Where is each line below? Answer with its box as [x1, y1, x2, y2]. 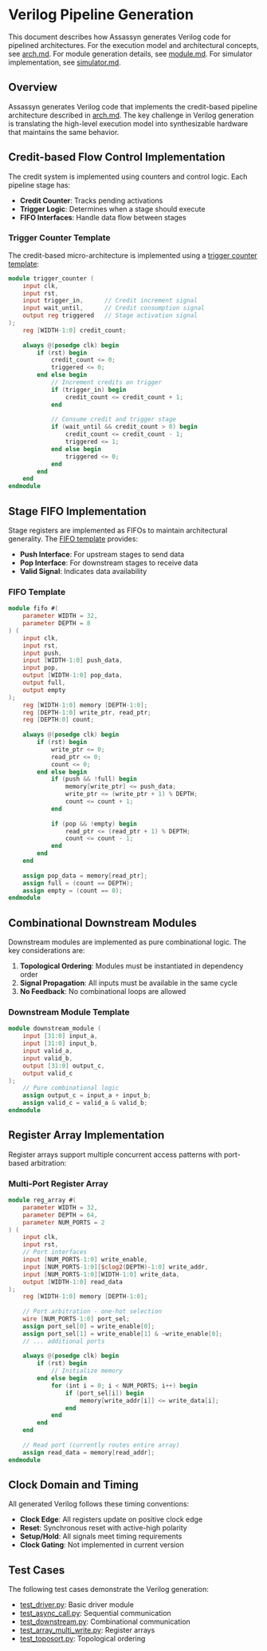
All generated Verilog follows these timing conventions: [8, 1499, 190, 1509]
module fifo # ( [8, 604, 59, 612]
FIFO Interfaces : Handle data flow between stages [19, 212, 187, 222]
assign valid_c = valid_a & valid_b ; [22, 1099, 148, 1107]
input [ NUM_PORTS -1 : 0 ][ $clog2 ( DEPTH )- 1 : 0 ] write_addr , [22, 1263, 209, 1271]
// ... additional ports [22, 1337, 105, 1345]
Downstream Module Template [8, 1007, 130, 1018]
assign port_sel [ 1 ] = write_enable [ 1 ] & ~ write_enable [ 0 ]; [22, 1329, 223, 1338]
